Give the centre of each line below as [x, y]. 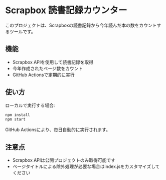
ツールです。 [23, 31]
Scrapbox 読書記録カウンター [66, 10]
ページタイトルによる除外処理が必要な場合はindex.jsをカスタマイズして [86, 166]
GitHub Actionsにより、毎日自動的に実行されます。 [58, 130]
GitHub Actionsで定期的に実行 [44, 75]
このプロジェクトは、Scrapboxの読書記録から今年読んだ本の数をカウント [81, 25]
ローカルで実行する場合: [30, 105]
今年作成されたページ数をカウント [48, 68]
